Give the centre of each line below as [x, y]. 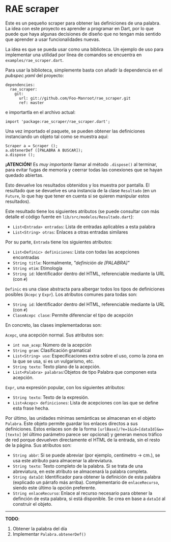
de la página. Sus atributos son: [38, 445]
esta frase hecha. [31, 408]
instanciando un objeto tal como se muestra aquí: [57, 137]
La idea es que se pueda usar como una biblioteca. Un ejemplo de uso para [84, 49]
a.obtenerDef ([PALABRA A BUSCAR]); [44, 150]
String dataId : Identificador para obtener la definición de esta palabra [87, 477]
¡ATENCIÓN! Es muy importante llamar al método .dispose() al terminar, [81, 164]
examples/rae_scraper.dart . [35, 60]
